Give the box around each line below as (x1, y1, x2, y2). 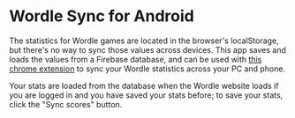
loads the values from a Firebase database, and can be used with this (9, 54, 262, 64)
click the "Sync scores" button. (9, 99, 123, 109)
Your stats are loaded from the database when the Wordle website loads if (9, 80, 279, 91)
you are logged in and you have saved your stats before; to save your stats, (9, 90, 284, 100)
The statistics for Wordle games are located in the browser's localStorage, (9, 35, 280, 46)
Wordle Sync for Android (9, 6, 194, 26)
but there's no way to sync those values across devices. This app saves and (9, 44, 287, 55)
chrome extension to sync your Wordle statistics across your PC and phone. (9, 63, 285, 74)
